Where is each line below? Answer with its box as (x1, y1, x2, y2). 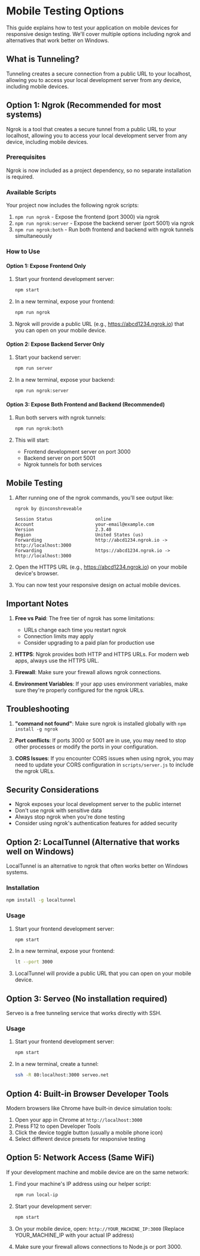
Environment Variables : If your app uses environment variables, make (14, 680, 188, 687)
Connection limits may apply (23, 632, 94, 639)
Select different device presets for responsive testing (14, 1136, 146, 1143)
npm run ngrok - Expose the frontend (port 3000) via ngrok (14, 213, 160, 221)
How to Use (6, 247, 41, 256)
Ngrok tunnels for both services (23, 461, 103, 468)
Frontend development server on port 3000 (23, 448, 131, 455)
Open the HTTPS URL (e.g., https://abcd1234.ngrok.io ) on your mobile (14, 563, 187, 570)
